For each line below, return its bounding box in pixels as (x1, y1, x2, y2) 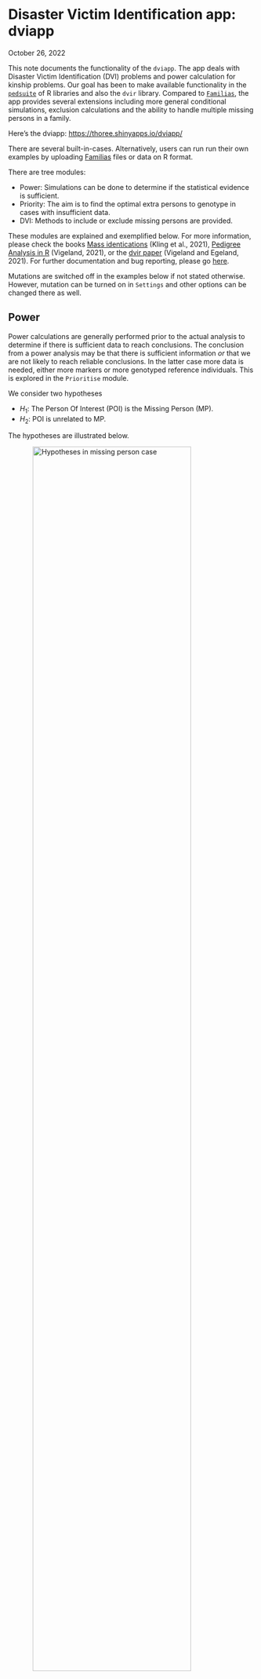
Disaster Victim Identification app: (8, 5, 237, 24)
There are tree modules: (8, 167, 86, 177)
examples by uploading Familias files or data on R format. (8, 151, 194, 162)
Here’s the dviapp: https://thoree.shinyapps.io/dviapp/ (8, 128, 183, 138)
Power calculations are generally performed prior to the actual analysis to (8, 331, 245, 341)
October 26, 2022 (8, 48, 66, 57)
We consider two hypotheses (8, 389, 103, 398)
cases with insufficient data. (19, 207, 111, 217)
